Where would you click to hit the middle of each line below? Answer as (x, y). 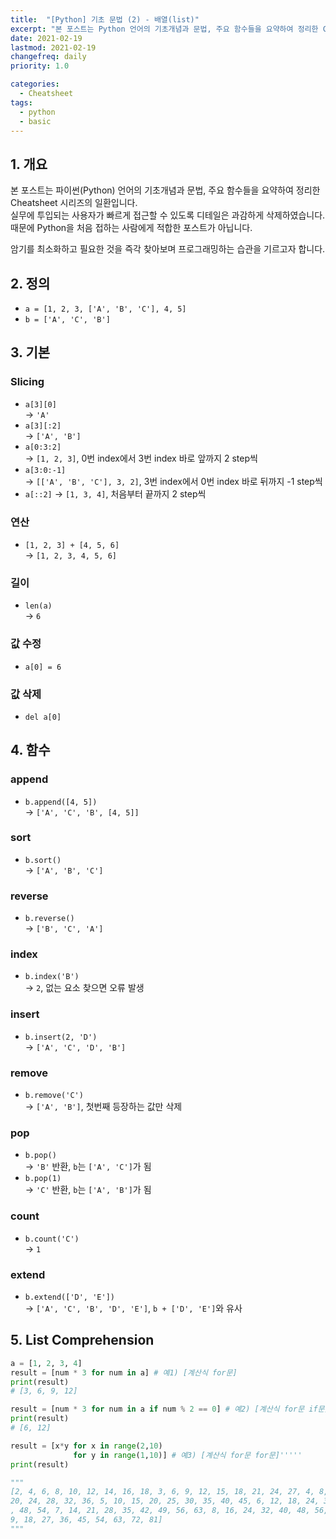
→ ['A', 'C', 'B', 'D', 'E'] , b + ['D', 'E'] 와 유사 (133, 1308)
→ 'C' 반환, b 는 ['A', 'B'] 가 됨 (88, 1190)
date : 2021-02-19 (46, 38)
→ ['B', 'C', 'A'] (64, 928)
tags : (21, 102)
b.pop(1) (43, 1179)
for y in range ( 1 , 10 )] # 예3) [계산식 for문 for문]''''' (188, 1455)
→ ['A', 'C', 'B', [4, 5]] (82, 812)
